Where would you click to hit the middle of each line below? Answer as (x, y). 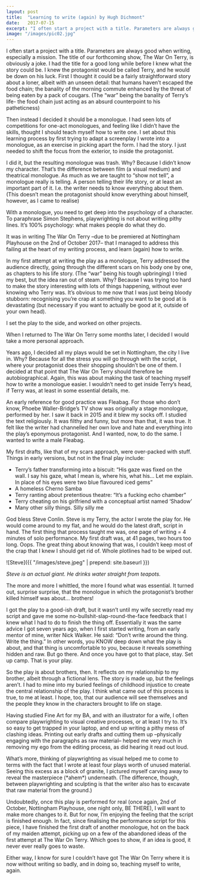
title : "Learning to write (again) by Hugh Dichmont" (76, 17)
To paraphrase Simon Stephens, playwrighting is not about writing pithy (94, 219)
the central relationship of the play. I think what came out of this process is (98, 691)
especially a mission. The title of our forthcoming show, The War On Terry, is (100, 57)
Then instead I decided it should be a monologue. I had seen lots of (89, 119)
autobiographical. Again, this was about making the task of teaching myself (99, 378)
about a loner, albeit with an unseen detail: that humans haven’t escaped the (100, 83)
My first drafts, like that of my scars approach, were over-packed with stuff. (99, 452)
